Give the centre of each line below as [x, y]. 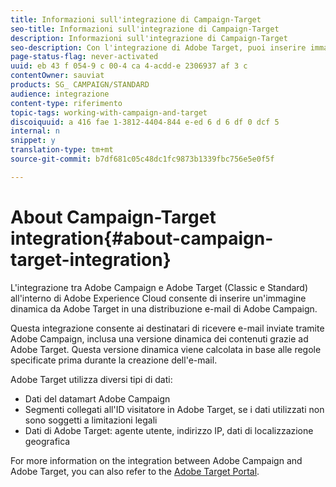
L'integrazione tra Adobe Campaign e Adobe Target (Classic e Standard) [159, 287]
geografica [47, 441]
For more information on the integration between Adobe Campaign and [156, 460]
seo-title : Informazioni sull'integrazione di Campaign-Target [145, 29]
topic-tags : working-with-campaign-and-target [109, 112]
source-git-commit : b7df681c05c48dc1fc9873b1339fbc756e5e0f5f [142, 159]
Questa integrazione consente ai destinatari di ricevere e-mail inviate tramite [167, 328]
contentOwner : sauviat [57, 76]
